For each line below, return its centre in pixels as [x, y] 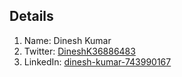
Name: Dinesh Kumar [67, 40]
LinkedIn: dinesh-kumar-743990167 [97, 61]
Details [31, 16]
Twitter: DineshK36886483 [79, 51]
